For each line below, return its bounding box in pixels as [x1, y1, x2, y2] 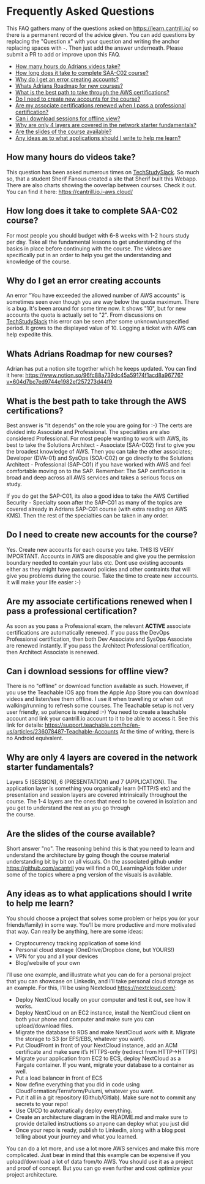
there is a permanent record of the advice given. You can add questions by [6, 31, 195, 38]
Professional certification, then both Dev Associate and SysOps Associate [6, 635, 193, 643]
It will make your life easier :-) [6, 578, 81, 586]
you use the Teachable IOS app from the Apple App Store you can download [6, 689, 199, 696]
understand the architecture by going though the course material [6, 851, 170, 859]
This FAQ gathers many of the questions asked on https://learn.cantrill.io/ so [6, 25, 199, 32]
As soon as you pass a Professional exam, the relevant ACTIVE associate [6, 622, 191, 630]
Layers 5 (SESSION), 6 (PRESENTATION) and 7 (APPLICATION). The [6, 778, 177, 786]
